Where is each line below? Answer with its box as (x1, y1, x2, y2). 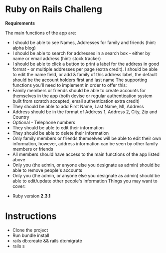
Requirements (5, 20, 35, 26)
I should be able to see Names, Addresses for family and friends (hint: (12, 39, 156, 46)
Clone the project (12, 227, 48, 233)
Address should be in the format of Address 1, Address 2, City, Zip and (12, 109, 158, 115)
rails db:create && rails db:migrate (12, 237, 82, 243)
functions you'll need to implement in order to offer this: (12, 82, 127, 88)
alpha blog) (12, 45, 36, 51)
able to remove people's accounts (12, 167, 82, 173)
